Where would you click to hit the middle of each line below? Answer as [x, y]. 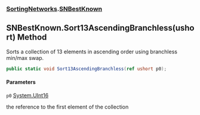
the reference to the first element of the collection [67, 107]
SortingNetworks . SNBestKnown [54, 9]
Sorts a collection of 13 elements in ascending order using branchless [92, 52]
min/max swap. [25, 57]
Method [32, 37]
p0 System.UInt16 [27, 95]
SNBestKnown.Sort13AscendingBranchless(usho [100, 28]
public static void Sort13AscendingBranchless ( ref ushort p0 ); [87, 69]
